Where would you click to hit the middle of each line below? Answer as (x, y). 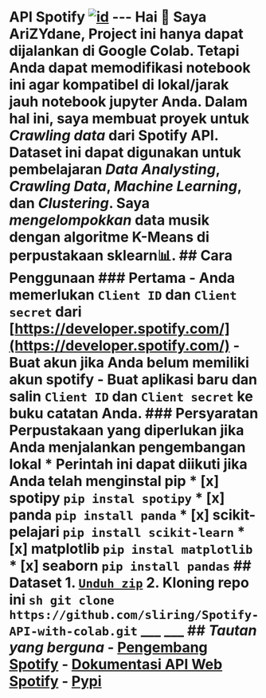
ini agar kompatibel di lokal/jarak (119, 85)
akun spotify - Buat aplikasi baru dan (133, 380)
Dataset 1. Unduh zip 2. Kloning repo (129, 583)
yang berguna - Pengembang (108, 647)
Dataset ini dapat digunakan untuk (125, 153)
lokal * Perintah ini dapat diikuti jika (128, 464)
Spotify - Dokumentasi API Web (116, 665)
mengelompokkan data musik (110, 220)
